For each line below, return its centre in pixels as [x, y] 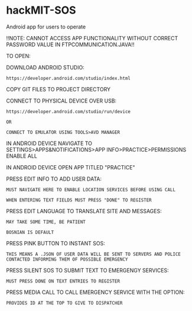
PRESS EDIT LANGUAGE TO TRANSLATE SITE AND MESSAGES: [84, 211]
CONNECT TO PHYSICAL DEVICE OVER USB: [61, 101]
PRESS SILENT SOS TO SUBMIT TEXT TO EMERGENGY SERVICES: [88, 270]
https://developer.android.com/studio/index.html [69, 78]
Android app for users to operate [46, 27]
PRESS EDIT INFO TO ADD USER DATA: [54, 179]
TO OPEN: [18, 56]
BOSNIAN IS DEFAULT [30, 232]
